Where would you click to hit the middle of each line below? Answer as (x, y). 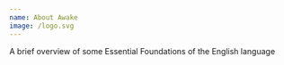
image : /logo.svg (42, 26)
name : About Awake (44, 17)
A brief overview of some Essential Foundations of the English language (142, 51)
